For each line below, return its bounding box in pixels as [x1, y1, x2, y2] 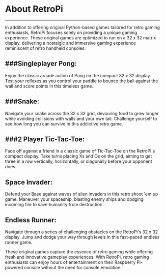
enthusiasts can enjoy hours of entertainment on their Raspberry [5, 259, 136, 265]
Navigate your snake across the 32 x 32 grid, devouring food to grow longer [5, 110, 159, 116]
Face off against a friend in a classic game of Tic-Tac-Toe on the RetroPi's [5, 148, 155, 154]
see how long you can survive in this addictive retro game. [5, 121, 123, 126]
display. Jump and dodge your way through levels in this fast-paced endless [5, 234, 160, 240]
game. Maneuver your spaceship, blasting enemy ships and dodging [5, 196, 144, 202]
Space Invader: [5, 178, 53, 186]
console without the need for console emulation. [24, 265, 122, 270]
